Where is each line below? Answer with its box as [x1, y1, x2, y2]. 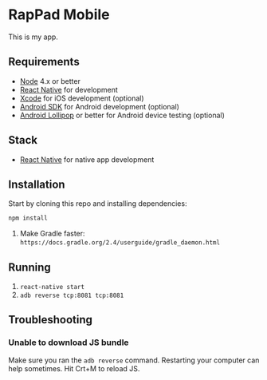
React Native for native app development [19, 154, 155, 164]
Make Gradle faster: [19, 229, 85, 239]
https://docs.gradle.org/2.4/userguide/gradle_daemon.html [19, 239, 221, 247]
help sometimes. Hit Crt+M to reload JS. [8, 363, 140, 373]
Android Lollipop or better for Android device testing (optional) [19, 110, 226, 120]
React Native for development [19, 85, 118, 94]
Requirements [8, 55, 80, 69]
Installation [8, 177, 65, 191]
